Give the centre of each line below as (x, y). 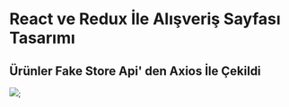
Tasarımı (43, 38)
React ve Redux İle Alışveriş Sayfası (145, 19)
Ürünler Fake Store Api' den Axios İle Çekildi (136, 71)
